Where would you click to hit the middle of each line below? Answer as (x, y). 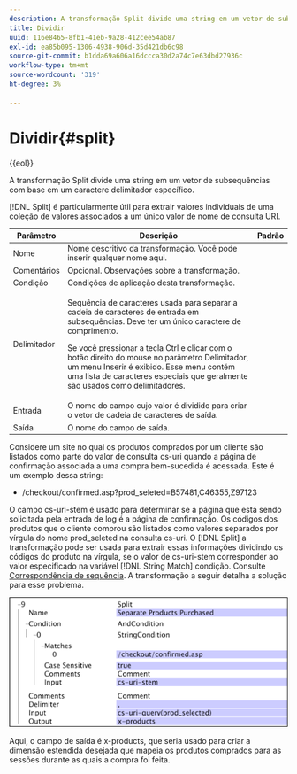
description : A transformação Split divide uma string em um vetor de (142, 19)
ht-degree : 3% (35, 84)
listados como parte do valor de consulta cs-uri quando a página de (133, 457)
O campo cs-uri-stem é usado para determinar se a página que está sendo (145, 510)
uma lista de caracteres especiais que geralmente (158, 376)
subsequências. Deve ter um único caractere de (154, 321)
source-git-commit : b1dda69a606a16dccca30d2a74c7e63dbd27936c (126, 56)
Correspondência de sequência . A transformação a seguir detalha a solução (148, 576)
